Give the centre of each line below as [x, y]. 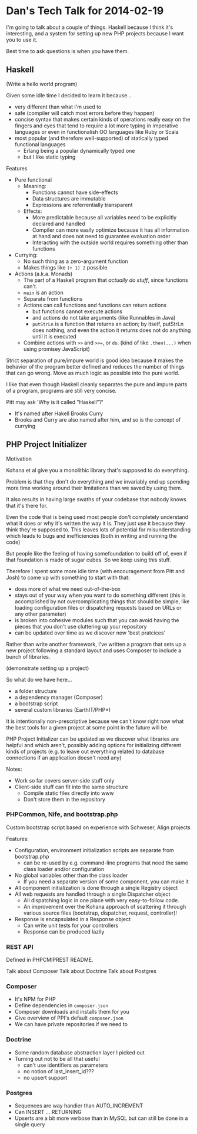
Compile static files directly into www [69, 793]
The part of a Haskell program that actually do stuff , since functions [106, 280]
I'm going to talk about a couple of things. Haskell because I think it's [90, 27]
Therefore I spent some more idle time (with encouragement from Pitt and [96, 571]
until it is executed [54, 336]
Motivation [19, 459]
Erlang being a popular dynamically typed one [79, 150]
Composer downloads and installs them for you [72, 1012]
